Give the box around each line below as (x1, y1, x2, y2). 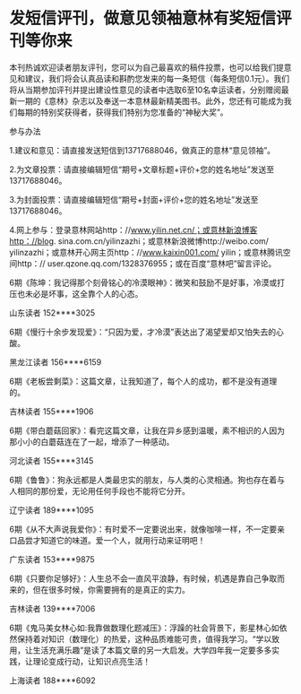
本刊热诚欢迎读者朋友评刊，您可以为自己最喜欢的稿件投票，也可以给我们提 (9, 62, 284, 73)
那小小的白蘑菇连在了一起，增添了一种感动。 (9, 436, 175, 447)
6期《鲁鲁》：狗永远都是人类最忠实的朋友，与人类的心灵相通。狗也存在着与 (9, 474, 285, 485)
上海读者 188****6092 (9, 674, 96, 686)
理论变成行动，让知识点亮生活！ (32, 655, 150, 666)
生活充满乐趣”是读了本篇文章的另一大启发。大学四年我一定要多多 (32, 645, 272, 655)
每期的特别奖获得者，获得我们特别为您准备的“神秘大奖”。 (16, 107, 228, 117)
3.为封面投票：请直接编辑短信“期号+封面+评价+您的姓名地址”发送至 (9, 194, 259, 204)
